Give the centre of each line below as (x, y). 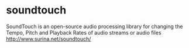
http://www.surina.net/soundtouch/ (49, 39)
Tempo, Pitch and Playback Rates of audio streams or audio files (84, 32)
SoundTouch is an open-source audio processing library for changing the (94, 26)
